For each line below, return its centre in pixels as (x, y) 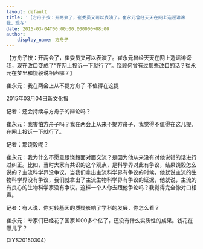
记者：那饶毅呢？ (27, 144)
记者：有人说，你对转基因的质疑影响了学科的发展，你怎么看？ (83, 208)
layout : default (27, 12)
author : (16, 34)
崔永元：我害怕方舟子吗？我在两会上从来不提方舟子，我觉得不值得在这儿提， (101, 124)
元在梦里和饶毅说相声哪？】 (41, 73)
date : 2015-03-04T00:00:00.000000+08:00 (58, 29)
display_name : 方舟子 (43, 40)
